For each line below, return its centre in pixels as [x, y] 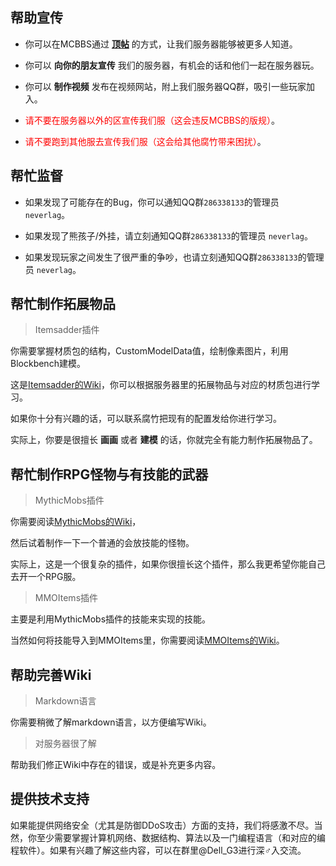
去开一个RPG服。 [46, 577]
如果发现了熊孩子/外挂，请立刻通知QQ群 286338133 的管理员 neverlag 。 [168, 235]
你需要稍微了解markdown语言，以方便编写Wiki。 [111, 722]
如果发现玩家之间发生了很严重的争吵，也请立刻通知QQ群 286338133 [161, 257]
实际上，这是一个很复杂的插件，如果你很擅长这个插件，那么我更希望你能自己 [168, 564]
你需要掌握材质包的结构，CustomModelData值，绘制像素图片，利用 [149, 351]
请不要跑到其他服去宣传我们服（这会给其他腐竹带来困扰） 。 [145, 141]
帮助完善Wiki [51, 674]
